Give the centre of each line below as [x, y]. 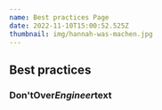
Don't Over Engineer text [61, 95]
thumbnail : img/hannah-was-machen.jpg [81, 34]
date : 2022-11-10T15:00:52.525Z [69, 26]
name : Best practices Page [59, 17]
